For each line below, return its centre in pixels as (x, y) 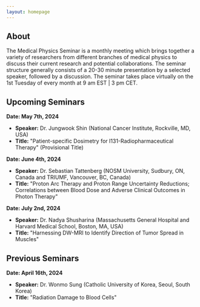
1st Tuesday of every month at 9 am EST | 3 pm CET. (72, 83)
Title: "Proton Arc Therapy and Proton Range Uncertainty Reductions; (102, 184)
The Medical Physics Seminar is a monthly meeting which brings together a (101, 51)
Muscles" (27, 239)
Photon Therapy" (36, 196)
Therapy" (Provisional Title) (49, 147)
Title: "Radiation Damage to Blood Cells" (66, 297)
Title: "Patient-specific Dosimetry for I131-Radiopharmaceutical (94, 141)
